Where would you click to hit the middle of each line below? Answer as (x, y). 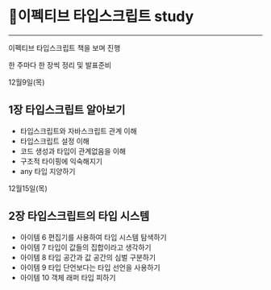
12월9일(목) (27, 82)
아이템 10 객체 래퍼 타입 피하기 (68, 277)
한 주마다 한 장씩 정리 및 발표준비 (60, 64)
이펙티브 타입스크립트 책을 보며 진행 (65, 48)
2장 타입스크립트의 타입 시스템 (79, 216)
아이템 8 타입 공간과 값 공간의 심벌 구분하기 (88, 257)
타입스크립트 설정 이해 (55, 141)
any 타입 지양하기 (48, 171)
